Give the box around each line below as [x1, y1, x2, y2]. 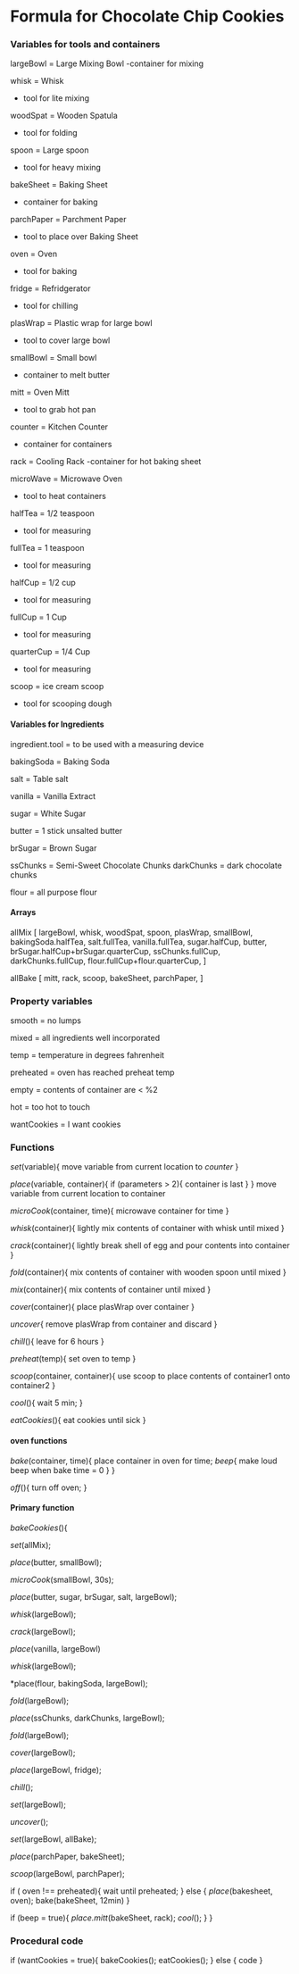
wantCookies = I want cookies [10, 1119, 121, 1130]
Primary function [10, 1503, 75, 1513]
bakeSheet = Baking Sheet [10, 179, 108, 190]
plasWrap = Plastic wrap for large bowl [10, 318, 153, 329]
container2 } [10, 1380, 56, 1391]
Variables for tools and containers [10, 38, 161, 51]
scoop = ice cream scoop [10, 681, 104, 692]
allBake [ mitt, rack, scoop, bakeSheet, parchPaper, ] [10, 972, 203, 983]
